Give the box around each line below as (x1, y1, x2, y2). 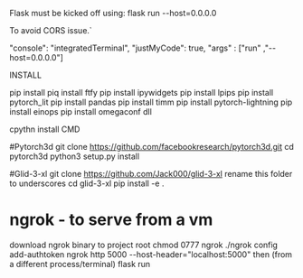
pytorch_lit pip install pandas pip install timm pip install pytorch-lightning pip (9, 97, 293, 107)
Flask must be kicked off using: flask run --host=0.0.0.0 (9, 8, 217, 18)
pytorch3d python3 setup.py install (9, 151, 140, 162)
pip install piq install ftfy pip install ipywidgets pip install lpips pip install (9, 88, 274, 97)
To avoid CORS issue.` (9, 25, 92, 35)
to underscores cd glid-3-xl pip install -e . (9, 178, 165, 189)
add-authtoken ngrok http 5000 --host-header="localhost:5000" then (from (9, 248, 292, 260)
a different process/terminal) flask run (9, 258, 151, 269)
